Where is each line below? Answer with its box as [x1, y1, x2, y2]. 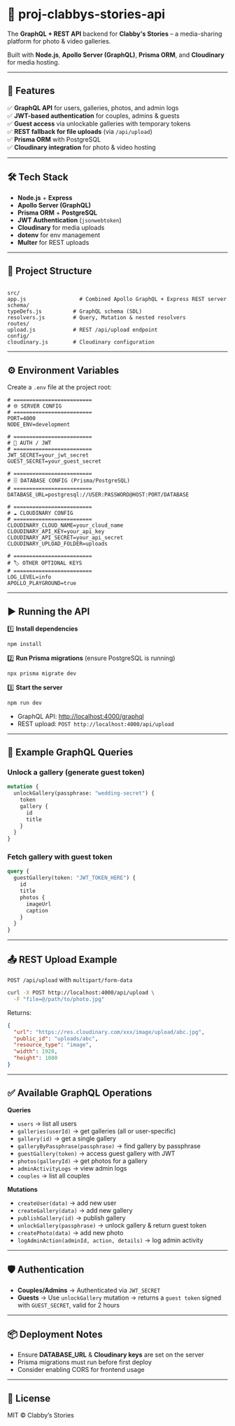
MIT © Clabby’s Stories [7, 1411, 75, 1420]
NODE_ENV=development [7, 421, 71, 429]
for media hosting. [7, 58, 60, 66]
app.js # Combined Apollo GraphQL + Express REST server [7, 296, 227, 303]
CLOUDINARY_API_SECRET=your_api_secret [7, 534, 124, 542]
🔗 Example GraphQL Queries [7, 746, 134, 758]
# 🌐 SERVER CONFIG [7, 403, 62, 410]
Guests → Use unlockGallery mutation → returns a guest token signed [17, 1293, 222, 1302]
